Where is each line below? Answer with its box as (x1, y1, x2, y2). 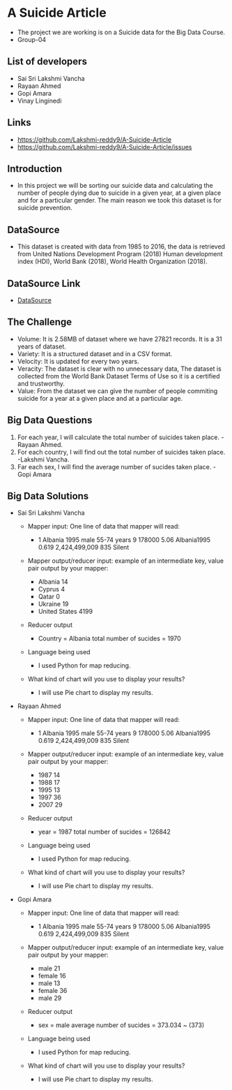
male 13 (38, 979, 61, 987)
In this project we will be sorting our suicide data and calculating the (17, 182, 214, 190)
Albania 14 (38, 577, 68, 586)
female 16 (38, 972, 66, 980)
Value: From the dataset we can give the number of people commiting (17, 386, 218, 395)
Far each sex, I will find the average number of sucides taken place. (17, 462, 212, 471)
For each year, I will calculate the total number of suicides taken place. (17, 433, 220, 441)
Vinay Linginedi (17, 96, 62, 105)
